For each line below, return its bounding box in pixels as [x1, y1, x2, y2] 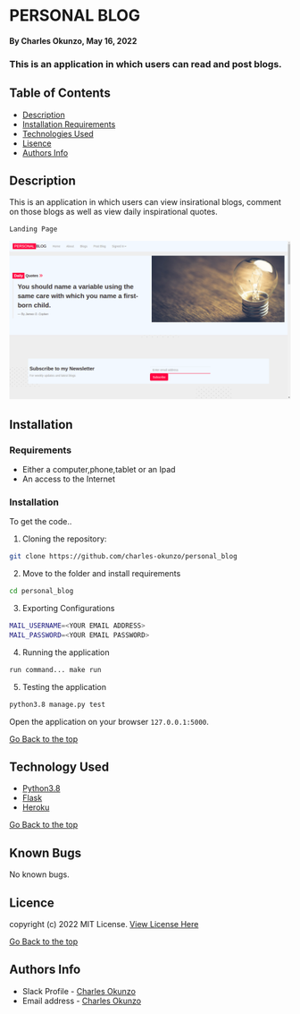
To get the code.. [9, 516, 72, 527]
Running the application [21, 646, 110, 658]
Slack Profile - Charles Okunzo [21, 985, 137, 996]
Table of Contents [9, 86, 112, 101]
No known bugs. [9, 869, 70, 880]
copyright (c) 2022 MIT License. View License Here [9, 919, 199, 929]
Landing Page [9, 225, 58, 234]
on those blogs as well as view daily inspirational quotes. [9, 207, 218, 217]
